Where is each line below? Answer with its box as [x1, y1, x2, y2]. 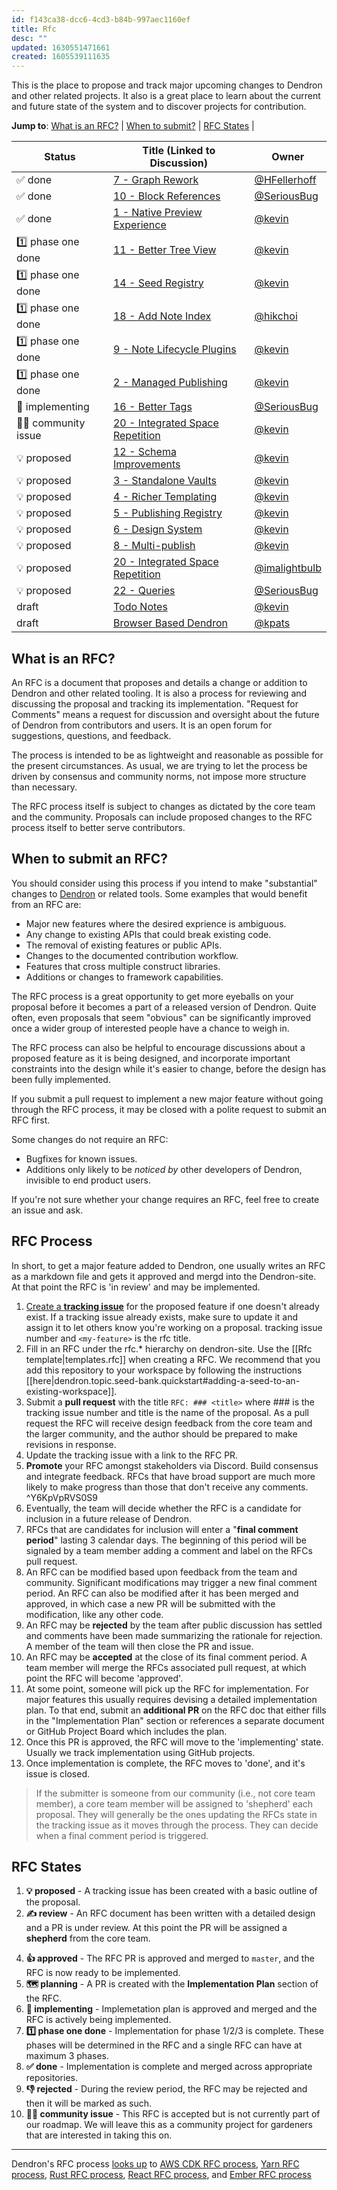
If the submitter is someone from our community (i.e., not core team [35, 1787, 316, 1799]
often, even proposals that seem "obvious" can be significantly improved [11, 1011, 311, 1023]
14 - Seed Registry [112, 276, 204, 290]
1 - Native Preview [112, 206, 203, 220]
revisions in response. [25, 1438, 117, 1450]
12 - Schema [112, 445, 177, 459]
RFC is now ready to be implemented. [25, 1967, 181, 1979]
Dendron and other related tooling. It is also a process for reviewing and [11, 687, 308, 699]
